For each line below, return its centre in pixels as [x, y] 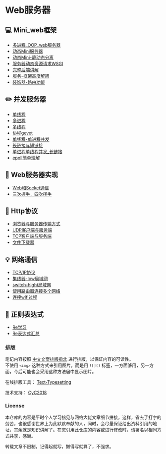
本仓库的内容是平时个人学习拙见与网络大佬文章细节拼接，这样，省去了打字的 [83, 417]
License [15, 406]
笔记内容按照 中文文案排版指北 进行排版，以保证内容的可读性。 [69, 359]
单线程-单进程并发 [31, 139]
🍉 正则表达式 [24, 314]
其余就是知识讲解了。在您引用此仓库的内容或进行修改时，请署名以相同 [85, 430]
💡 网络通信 [21, 259]
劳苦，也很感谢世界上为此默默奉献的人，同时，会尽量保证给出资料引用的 [79, 423]
